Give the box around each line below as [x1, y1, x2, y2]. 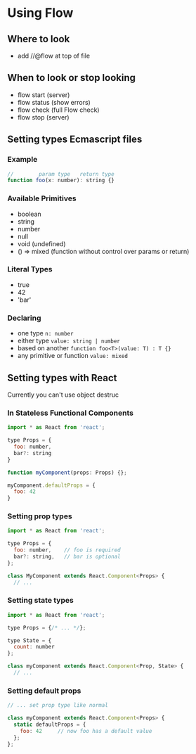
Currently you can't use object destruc [7, 390, 119, 399]
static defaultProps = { [13, 721, 86, 729]
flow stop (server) [17, 113, 70, 121]
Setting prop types [7, 511, 72, 521]
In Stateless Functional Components [7, 408, 133, 418]
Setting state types [7, 596, 74, 606]
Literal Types [7, 264, 53, 274]
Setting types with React [7, 371, 117, 384]
